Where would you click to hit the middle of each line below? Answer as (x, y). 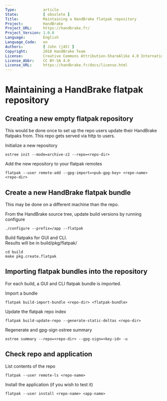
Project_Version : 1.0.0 (30, 33)
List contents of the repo (30, 366)
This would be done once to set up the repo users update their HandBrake (81, 131)
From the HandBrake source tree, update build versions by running (73, 214)
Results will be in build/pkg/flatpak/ (41, 243)
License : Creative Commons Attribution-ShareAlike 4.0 (72, 56)
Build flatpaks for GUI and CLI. (36, 238)
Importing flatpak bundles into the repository (76, 272)
